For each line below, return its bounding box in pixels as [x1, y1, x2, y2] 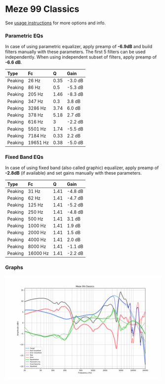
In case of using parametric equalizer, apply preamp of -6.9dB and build [5, 44, 153, 50]
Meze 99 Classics [5, 3, 80, 15]
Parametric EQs [5, 32, 43, 39]
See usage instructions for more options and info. [5, 20, 106, 26]
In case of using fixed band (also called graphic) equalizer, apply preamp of [5, 165, 159, 171]
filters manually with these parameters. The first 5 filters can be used [5, 49, 146, 55]
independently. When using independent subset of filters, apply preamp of [5, 54, 157, 60]
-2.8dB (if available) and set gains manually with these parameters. [5, 170, 142, 176]
